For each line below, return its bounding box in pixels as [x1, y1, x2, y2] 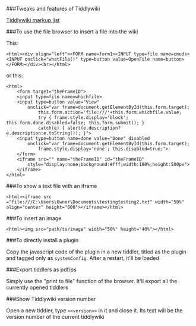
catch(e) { [37, 125, 65, 131]
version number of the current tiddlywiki [6, 314, 105, 320]
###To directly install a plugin [6, 237, 79, 243]
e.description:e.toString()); [6, 130, 81, 136]
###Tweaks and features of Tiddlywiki [6, 5, 100, 12]
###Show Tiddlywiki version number [6, 296, 96, 302]
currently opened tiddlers [6, 284, 68, 291]
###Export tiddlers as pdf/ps [6, 266, 77, 273]
